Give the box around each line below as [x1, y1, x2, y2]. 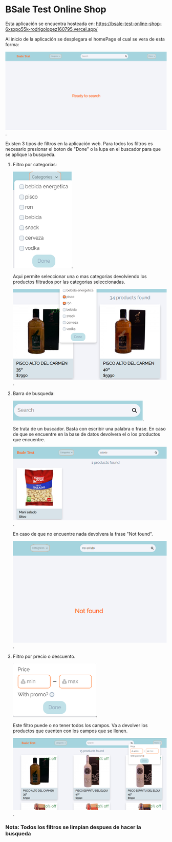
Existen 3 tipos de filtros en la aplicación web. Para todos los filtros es [5, 140, 153, 147]
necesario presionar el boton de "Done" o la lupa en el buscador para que [5, 146, 161, 152]
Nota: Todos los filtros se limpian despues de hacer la [5, 824, 141, 831]
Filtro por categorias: [12, 161, 57, 167]
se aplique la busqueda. [5, 151, 56, 158]
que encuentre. [12, 437, 45, 443]
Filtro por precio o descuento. [12, 653, 76, 660]
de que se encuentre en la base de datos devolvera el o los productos [12, 431, 160, 437]
